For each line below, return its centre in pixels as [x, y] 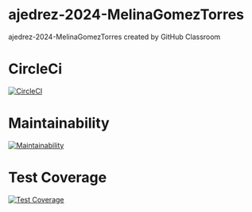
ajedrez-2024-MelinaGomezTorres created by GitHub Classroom [114, 37]
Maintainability [59, 123]
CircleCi [35, 69]
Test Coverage [58, 178]
